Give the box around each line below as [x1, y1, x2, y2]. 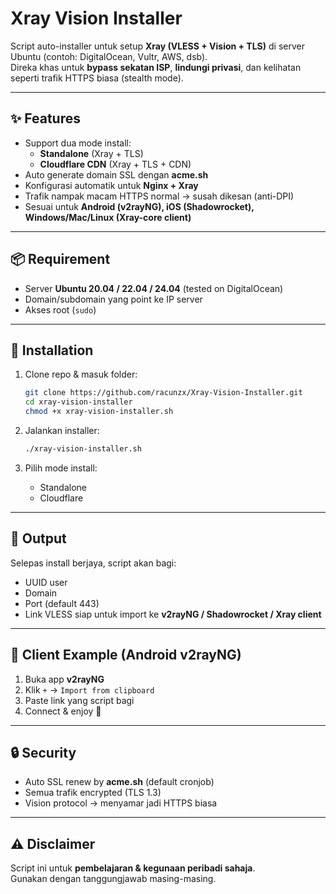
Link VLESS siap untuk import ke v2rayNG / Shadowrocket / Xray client [24, 608, 322, 620]
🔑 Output [10, 530, 67, 547]
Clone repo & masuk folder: [24, 368, 138, 381]
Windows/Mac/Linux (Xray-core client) [24, 211, 192, 223]
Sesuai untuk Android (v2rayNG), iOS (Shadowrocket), [24, 200, 255, 212]
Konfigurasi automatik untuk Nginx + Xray [24, 179, 199, 191]
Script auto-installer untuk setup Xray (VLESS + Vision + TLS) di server [10, 40, 305, 52]
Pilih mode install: [24, 462, 98, 474]
